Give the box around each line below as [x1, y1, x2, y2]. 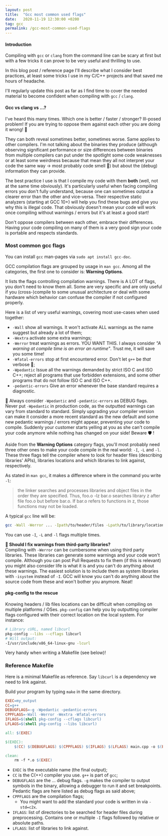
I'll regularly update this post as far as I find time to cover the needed [5, 88, 147, 94]
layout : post [5, 7, 32, 12]
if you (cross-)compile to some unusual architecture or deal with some [5, 288, 150, 295]
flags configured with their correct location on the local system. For [5, 611, 144, 617]
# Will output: [5, 636, 37, 641]
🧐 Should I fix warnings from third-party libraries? [5, 541, 111, 547]
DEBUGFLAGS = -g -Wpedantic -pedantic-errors [5, 707, 97, 712]
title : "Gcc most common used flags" [5, 12, 86, 17]
